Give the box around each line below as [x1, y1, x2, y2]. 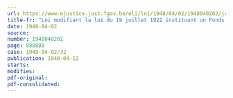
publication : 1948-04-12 [7, 55, 79, 62]
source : [7, 29, 30, 37]
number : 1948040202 [7, 36, 64, 43]
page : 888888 [7, 42, 45, 49]
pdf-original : [7, 74, 49, 81]
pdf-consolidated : [7, 81, 60, 88]
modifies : [7, 68, 36, 75]
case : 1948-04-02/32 [7, 49, 67, 56]
